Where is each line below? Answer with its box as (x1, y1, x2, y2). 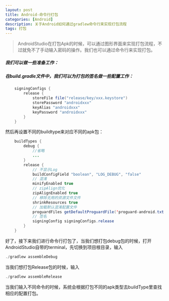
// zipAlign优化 (32, 186, 65, 191)
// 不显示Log (32, 167, 58, 172)
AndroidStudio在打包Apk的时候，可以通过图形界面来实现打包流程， (17, 41, 158, 47)
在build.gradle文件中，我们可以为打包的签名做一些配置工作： (5, 73, 134, 79)
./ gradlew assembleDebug (5, 254, 58, 259)
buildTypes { (14, 139, 42, 144)
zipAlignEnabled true (32, 190, 78, 196)
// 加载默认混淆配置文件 (32, 205, 77, 210)
